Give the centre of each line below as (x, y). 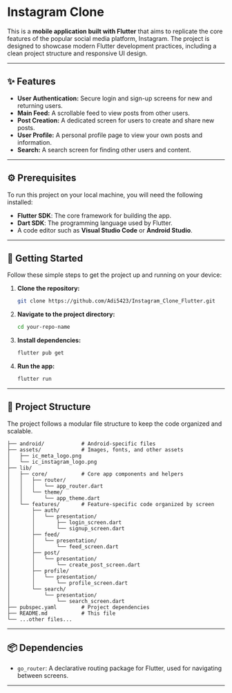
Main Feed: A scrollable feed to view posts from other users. (103, 113)
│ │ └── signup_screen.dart (66, 528)
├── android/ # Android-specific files (81, 444)
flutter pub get (40, 353)
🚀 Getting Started (45, 258)
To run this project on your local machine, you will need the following (105, 195)
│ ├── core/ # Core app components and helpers (96, 474)
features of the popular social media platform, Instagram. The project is (108, 38)
